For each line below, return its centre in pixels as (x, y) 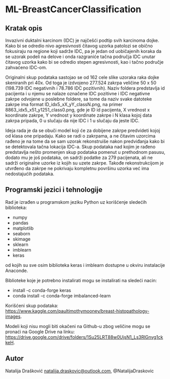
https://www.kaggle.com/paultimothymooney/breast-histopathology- (77, 311)
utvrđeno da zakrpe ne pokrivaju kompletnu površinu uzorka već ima (77, 168)
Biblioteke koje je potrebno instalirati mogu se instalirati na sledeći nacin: (81, 280)
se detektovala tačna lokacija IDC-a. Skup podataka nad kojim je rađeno (80, 147)
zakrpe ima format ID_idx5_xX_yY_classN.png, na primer (64, 104)
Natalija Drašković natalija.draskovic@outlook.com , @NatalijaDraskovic (79, 371)
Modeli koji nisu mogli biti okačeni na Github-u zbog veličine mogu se (78, 326)
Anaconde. (17, 270)
